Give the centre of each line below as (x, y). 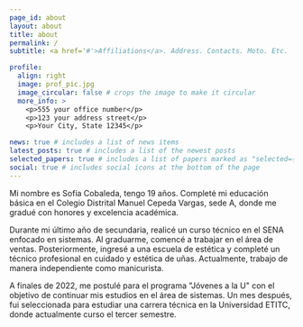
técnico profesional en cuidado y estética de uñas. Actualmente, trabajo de (149, 259)
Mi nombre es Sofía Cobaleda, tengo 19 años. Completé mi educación (139, 193)
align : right (42, 76)
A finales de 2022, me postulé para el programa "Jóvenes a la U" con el (142, 286)
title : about (34, 34)
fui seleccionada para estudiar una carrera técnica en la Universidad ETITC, (150, 304)
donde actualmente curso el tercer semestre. (93, 314)
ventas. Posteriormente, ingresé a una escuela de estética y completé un (145, 249)
